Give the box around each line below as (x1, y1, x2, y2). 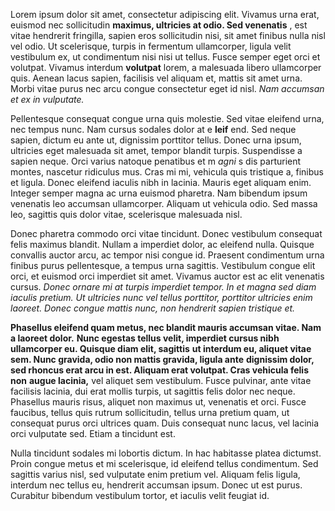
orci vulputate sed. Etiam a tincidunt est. (10, 428, 176, 439)
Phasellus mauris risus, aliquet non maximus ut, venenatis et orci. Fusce (10, 396, 307, 408)
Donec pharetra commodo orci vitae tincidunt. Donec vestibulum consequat (10, 228, 323, 239)
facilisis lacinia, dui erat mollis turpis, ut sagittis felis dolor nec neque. (10, 385, 296, 397)
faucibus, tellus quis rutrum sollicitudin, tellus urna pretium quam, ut (10, 407, 290, 418)
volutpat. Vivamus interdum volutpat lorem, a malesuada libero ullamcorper (10, 62, 322, 73)
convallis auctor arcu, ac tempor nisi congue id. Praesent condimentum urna (10, 249, 325, 261)
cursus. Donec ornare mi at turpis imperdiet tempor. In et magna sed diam (10, 281, 317, 293)
